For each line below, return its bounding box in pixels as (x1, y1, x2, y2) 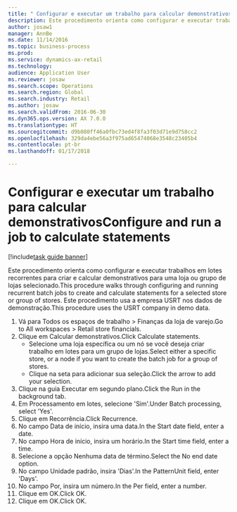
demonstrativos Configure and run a (8, 214, 222, 230)
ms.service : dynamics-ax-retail (8, 56, 103, 63)
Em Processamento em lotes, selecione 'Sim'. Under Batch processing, (18, 399, 222, 408)
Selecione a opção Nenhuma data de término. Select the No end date (18, 451, 218, 460)
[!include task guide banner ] (8, 252, 89, 261)
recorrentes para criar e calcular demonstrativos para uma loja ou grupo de (8, 273, 226, 282)
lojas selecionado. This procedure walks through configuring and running (8, 281, 219, 289)
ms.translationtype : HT (8, 121, 78, 129)
